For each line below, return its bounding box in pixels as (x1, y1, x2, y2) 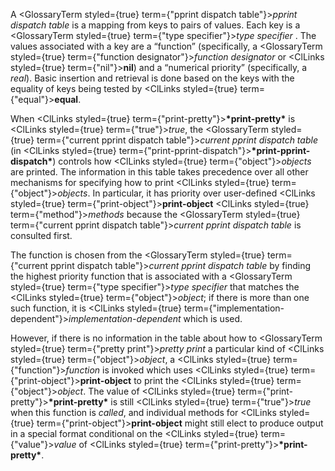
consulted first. (10, 230, 73, 241)
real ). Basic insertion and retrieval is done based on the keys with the (10, 72, 295, 84)
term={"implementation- (183, 302, 285, 314)
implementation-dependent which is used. (68, 313, 243, 324)
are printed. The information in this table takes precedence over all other (10, 166, 309, 178)
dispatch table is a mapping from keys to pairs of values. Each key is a (10, 19, 301, 31)
